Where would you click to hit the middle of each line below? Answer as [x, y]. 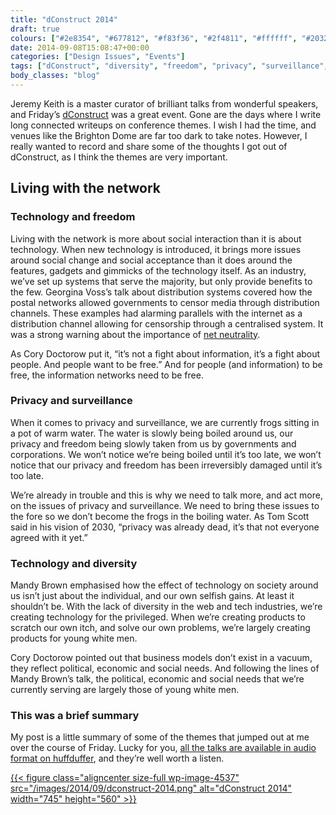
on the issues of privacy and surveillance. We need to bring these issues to [165, 505]
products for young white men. [74, 638]
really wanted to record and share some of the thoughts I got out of [149, 146]
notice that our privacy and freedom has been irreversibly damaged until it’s [166, 465]
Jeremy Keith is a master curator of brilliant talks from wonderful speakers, [164, 103]
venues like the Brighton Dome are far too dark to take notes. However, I [159, 135]
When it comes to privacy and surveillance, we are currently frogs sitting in [165, 422]
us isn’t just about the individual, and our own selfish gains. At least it [152, 596]
